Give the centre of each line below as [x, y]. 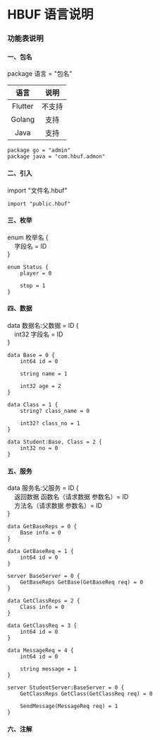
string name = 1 [44, 374]
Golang [23, 120]
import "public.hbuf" [39, 204]
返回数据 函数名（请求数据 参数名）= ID [71, 497]
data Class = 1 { [33, 404]
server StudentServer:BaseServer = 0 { [66, 688]
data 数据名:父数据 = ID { [43, 325]
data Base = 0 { [31, 355]
